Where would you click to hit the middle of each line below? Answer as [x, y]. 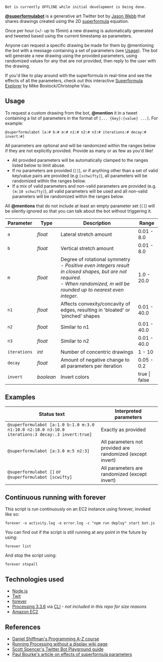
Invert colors [75, 377]
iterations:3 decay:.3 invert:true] [50, 434]
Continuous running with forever [56, 497]
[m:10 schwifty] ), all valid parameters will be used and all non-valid [80, 191]
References [23, 627]
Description [97, 223]
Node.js [20, 591]
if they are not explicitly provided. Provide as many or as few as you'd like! [79, 151]
